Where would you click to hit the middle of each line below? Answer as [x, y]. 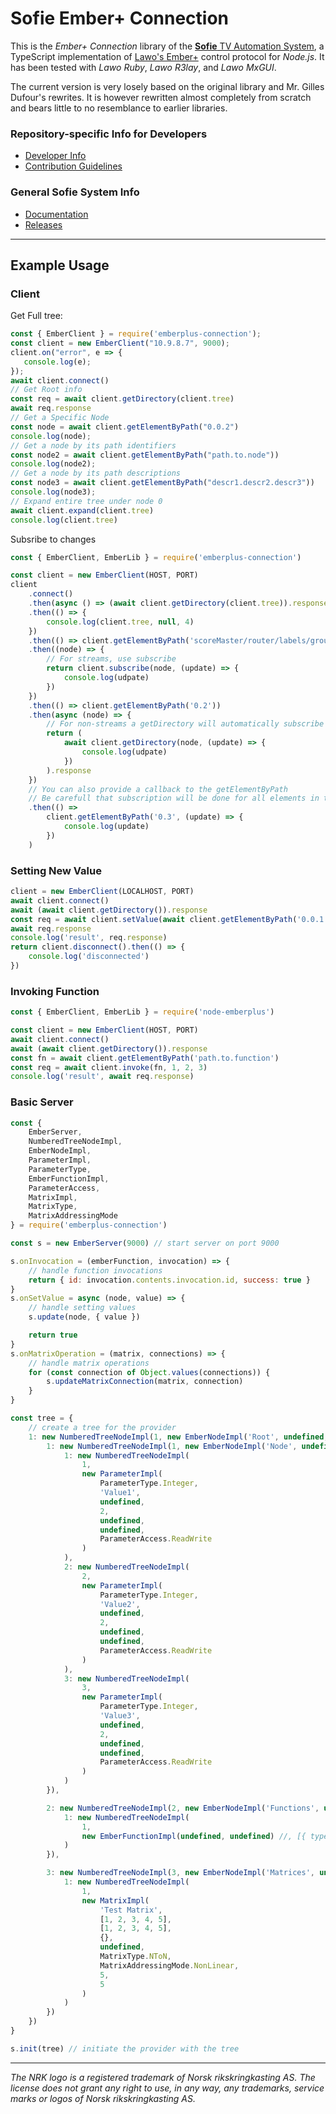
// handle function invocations [95, 1270]
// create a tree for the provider [102, 1427]
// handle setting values [82, 1308]
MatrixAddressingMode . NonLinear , [169, 1965]
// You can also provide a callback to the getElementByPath [158, 789]
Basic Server [42, 1102]
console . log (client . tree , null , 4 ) [120, 622]
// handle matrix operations [89, 1363]
